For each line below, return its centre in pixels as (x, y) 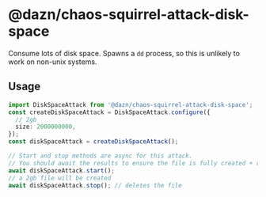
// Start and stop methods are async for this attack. (101, 156)
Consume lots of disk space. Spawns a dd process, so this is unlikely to (124, 53)
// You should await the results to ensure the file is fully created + (131, 163)
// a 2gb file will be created (60, 178)
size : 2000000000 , (46, 127)
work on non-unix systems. (53, 62)
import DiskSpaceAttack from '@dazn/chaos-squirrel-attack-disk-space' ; (131, 104)
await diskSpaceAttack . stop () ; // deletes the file (95, 185)
